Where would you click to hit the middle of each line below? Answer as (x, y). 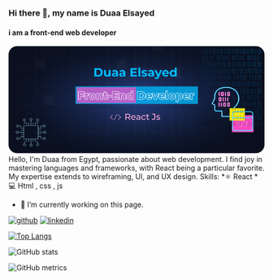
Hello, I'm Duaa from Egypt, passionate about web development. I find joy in (135, 159)
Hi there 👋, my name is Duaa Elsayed (82, 13)
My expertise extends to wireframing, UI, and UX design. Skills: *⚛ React (131, 176)
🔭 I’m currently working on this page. (82, 204)
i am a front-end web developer (63, 33)
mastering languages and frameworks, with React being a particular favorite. (136, 168)
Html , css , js (40, 186)
